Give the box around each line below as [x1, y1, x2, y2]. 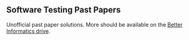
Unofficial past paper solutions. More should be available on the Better [6, 21, 183, 28]
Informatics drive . [6, 27, 50, 35]
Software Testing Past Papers [6, 5, 121, 15]
